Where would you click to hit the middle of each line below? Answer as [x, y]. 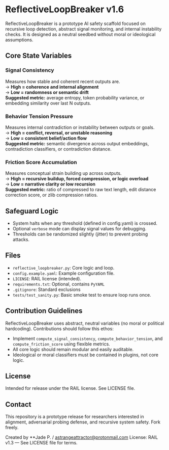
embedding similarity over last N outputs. [48, 103]
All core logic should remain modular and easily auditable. [73, 349]
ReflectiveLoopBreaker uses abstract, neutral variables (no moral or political [85, 323]
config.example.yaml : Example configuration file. [64, 273]
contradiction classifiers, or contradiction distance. [58, 149]
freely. [12, 428]
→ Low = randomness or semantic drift [47, 92]
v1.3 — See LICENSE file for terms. [41, 443]
